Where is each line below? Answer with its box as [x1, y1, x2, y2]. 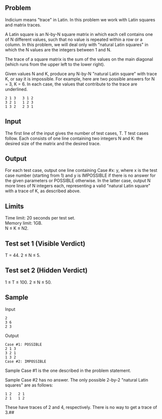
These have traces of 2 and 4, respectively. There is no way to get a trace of [5, 404, 157, 410]
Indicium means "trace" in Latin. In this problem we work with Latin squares [5, 17, 156, 22]
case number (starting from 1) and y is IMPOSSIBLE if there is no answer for [5, 172, 156, 179]
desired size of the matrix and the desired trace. [5, 140, 101, 146]
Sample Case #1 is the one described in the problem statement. [5, 368, 132, 373]
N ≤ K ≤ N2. [5, 225, 29, 231]
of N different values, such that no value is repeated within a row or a [5, 36, 143, 42]
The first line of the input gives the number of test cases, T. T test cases [5, 130, 149, 136]
